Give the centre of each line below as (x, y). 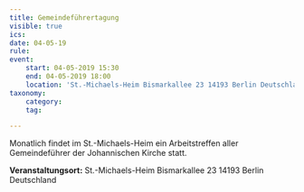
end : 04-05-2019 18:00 (68, 77)
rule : (19, 51)
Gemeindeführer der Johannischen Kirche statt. (98, 153)
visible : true (36, 26)
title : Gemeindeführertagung (64, 18)
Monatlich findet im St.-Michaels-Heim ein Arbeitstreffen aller (124, 143)
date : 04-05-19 (38, 43)
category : (44, 101)
